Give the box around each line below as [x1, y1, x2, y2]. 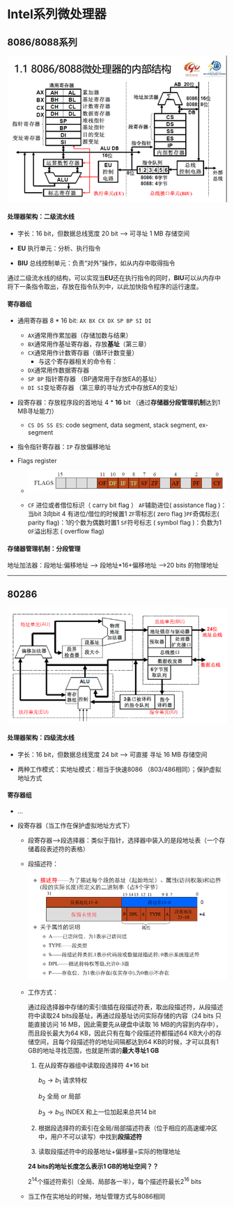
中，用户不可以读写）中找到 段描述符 [38, 1132, 143, 1141]
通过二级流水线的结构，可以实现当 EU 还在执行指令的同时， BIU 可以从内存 [7, 273, 215, 282]
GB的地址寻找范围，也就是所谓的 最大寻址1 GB [27, 1046, 159, 1054]
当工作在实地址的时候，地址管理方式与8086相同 [27, 1192, 166, 1200]
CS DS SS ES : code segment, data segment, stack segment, [27, 421, 197, 429]
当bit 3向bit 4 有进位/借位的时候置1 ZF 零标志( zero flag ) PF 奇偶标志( [27, 510, 219, 518]
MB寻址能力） [17, 407, 58, 415]
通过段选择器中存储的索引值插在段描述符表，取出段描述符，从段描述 [27, 1002, 224, 1011]
